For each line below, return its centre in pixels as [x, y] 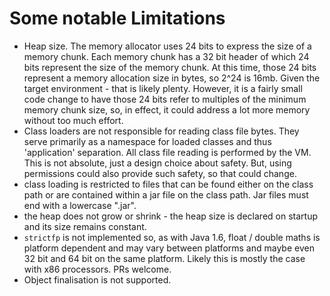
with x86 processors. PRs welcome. [97, 269]
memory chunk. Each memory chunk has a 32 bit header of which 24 [166, 56]
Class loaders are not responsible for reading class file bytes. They [161, 131]
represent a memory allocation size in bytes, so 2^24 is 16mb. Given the [172, 78]
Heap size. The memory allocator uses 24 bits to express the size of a [167, 46]
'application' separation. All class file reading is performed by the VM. [167, 152]
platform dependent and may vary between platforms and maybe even [169, 248]
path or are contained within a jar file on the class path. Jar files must [166, 194]
